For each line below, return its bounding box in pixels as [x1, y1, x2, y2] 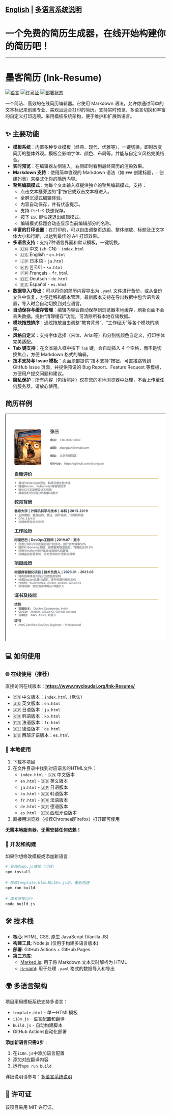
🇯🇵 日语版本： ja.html [12, 707, 61, 713]
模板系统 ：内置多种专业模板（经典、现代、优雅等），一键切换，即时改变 [12, 144, 162, 150]
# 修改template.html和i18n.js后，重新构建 [5, 880, 90, 885]
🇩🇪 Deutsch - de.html [20, 276, 68, 282]
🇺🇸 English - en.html [20, 251, 66, 258]
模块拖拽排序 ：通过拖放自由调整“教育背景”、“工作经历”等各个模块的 [12, 320, 155, 326]
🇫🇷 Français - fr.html [20, 270, 68, 276]
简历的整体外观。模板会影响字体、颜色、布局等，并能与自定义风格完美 [12, 150, 160, 157]
